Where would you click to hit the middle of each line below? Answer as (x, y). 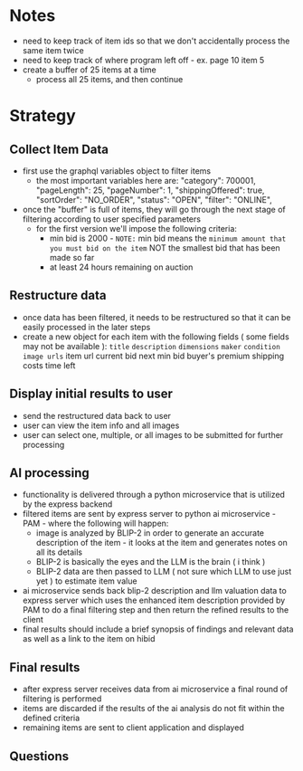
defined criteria (51, 718)
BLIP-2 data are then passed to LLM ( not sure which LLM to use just (164, 572)
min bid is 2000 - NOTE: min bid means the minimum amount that (168, 238)
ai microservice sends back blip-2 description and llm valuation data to (154, 591)
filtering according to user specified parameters (112, 219)
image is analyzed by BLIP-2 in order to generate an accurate (150, 533)
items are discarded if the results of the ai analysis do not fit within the (153, 709)
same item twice (53, 50)
